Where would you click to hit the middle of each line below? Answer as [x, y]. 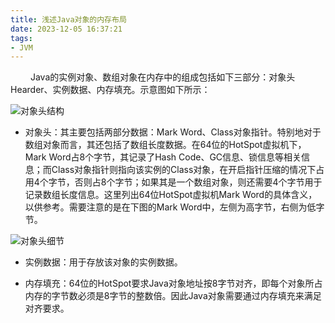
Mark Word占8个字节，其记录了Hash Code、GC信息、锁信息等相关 [163, 157]
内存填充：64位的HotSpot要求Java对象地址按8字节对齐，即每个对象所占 [173, 283]
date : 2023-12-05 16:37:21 [66, 29]
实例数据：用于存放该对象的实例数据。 [103, 262]
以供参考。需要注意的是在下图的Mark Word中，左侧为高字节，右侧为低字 [174, 207]
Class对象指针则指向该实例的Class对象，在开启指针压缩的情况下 [184, 170]
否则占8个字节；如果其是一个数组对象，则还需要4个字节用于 [198, 182]
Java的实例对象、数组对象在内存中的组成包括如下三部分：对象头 [162, 77]
